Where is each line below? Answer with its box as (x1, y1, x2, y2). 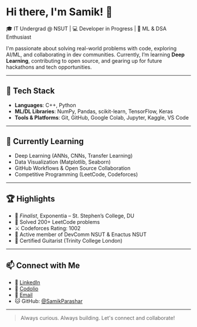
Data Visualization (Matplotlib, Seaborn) (14, 158, 111, 165)
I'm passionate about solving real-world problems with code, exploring (6, 45, 177, 52)
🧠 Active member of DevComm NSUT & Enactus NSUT (14, 231, 147, 238)
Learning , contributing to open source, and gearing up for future (6, 57, 162, 64)
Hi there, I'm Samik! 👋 (6, 5, 113, 19)
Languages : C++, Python (14, 101, 76, 108)
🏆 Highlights (6, 193, 55, 204)
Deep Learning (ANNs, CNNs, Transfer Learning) (14, 152, 133, 159)
